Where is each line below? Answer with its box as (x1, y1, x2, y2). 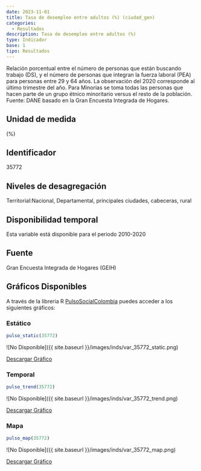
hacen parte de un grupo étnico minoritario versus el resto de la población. (6, 90, 193, 97)
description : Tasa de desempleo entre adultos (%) (6, 31, 136, 37)
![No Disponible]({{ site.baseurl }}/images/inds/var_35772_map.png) (6, 446, 176, 454)
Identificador (6, 147, 56, 157)
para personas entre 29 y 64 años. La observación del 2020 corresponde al (6, 77, 195, 84)
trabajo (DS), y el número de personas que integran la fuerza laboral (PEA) (6, 71, 191, 78)
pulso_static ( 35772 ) (6, 332, 59, 338)
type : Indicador (6, 37, 47, 43)
